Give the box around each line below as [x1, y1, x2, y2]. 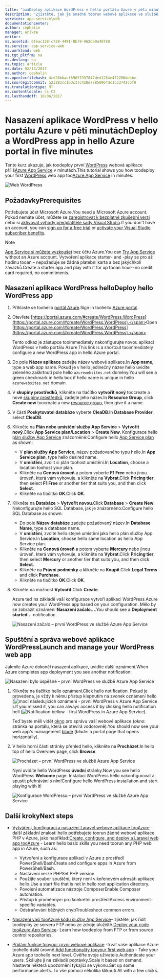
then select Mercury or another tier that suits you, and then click [19, 556, 150, 562]
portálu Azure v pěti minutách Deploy [5, 125, 158, 136]
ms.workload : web [5, 48, 41, 53]
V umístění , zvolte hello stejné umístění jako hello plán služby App [19, 530, 153, 536]
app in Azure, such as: [12, 845, 58, 852]
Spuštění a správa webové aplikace [5, 635, 115, 644]
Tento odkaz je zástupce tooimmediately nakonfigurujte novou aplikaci [12, 339, 154, 345]
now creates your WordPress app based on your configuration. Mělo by [12, 601, 156, 607]
